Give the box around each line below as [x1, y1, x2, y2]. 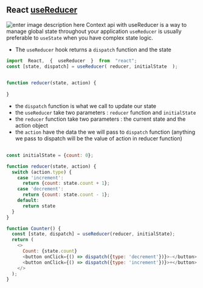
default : [17, 198, 40, 204]
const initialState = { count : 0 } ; [6, 152, 94, 158]
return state [22, 203, 56, 209]
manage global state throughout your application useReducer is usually [6, 27, 182, 35]
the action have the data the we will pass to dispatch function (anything [15, 128, 196, 136]
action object [15, 122, 49, 129]
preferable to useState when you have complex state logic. [6, 34, 154, 41]
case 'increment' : [17, 175, 64, 181]
